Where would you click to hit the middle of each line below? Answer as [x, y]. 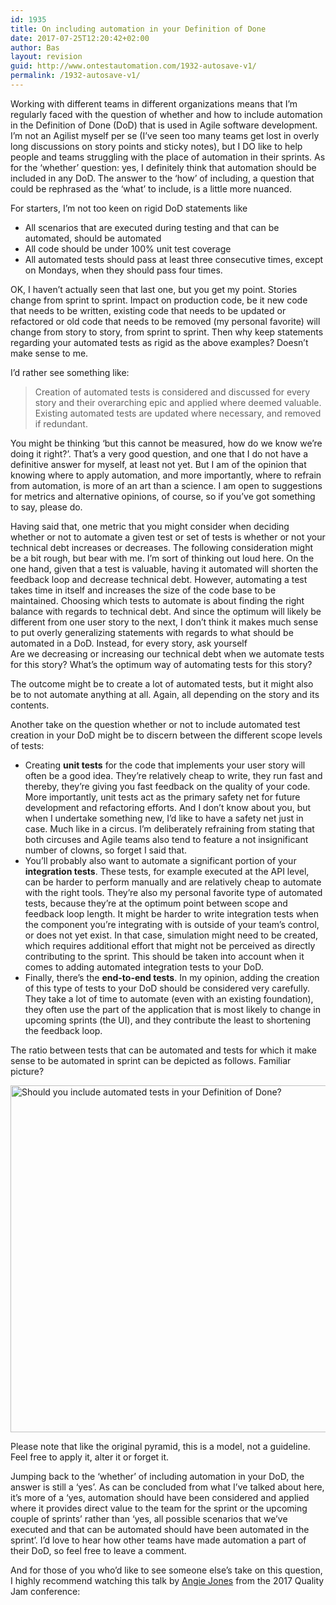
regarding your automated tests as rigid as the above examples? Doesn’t [159, 342]
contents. [30, 705]
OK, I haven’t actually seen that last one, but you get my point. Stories [154, 289]
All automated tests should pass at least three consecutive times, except [174, 259]
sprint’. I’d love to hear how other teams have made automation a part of [158, 1540]
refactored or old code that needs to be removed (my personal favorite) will [165, 321]
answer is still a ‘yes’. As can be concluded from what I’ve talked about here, [167, 1487]
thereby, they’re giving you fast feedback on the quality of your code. [167, 786]
